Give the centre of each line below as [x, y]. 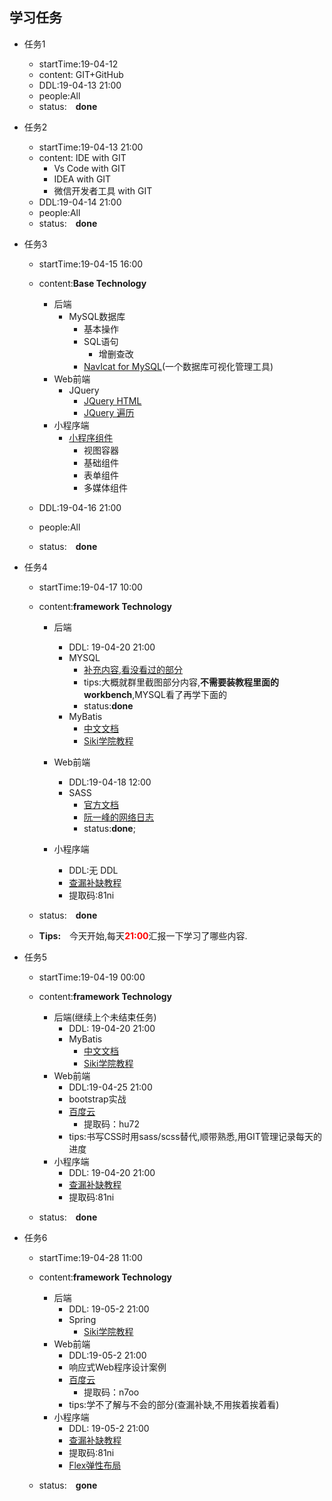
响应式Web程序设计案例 [117, 1367]
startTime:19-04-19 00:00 [92, 977]
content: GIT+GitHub [81, 74]
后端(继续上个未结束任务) [105, 1017]
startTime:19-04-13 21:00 [91, 147]
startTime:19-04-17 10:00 [90, 587]
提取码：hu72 [112, 1124]
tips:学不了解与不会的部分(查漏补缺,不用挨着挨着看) [174, 1404]
